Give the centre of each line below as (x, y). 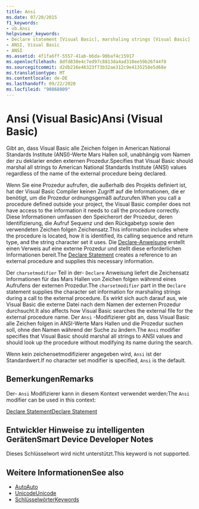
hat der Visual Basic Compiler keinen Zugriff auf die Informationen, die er (96, 191)
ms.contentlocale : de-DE (37, 78)
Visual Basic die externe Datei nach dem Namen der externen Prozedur (94, 304)
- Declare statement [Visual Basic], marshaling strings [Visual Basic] (98, 39)
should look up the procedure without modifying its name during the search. (99, 342)
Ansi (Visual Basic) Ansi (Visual (84, 119)
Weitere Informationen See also (65, 472)
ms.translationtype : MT (36, 73)
